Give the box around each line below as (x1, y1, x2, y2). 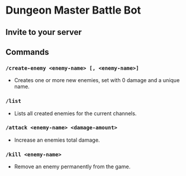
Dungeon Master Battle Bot (5, 4, 142, 17)
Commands (5, 47, 50, 57)
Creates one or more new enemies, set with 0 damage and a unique (14, 77, 180, 84)
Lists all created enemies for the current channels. (14, 110, 137, 117)
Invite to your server (5, 27, 82, 37)
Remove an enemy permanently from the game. (14, 163, 131, 170)
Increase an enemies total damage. (14, 136, 100, 144)
